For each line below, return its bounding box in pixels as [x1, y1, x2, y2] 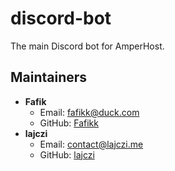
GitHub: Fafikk [39, 117, 99, 129]
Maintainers [10, 69, 88, 86]
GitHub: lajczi [39, 148, 95, 161]
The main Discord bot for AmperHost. [10, 40, 165, 52]
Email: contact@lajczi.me [39, 138, 144, 150]
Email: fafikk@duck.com [39, 106, 140, 118]
